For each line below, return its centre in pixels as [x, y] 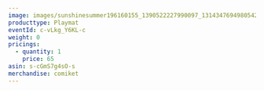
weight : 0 [24, 37]
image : [19, 15]
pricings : [24, 45]
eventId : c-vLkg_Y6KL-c [47, 30]
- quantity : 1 [38, 52]
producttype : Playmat [44, 23]
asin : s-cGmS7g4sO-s [42, 67]
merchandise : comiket [44, 74]
